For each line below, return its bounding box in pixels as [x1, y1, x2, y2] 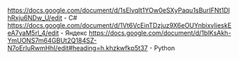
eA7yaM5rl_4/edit [7, 28, 59, 37]
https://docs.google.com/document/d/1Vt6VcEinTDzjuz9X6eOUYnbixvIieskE [7, 21, 232, 29]
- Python [149, 44, 176, 52]
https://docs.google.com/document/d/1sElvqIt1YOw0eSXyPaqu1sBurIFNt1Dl [7, 6, 230, 14]
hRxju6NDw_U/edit [7, 14, 63, 22]
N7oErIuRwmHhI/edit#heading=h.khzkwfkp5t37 [7, 44, 148, 52]
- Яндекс [60, 28, 88, 37]
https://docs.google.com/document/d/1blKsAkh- [88, 28, 232, 37]
